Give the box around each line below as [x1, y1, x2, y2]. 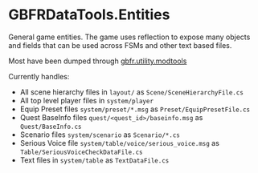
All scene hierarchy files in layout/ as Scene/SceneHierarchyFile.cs [19, 86, 244, 97]
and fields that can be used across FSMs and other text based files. [8, 40, 232, 50]
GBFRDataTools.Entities [8, 6, 170, 24]
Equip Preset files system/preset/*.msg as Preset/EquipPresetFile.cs [19, 104, 251, 114]
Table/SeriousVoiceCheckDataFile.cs [19, 148, 143, 156]
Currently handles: [8, 71, 70, 81]
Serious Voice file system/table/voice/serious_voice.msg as [19, 138, 219, 147]
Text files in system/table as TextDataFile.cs [19, 155, 170, 165]
